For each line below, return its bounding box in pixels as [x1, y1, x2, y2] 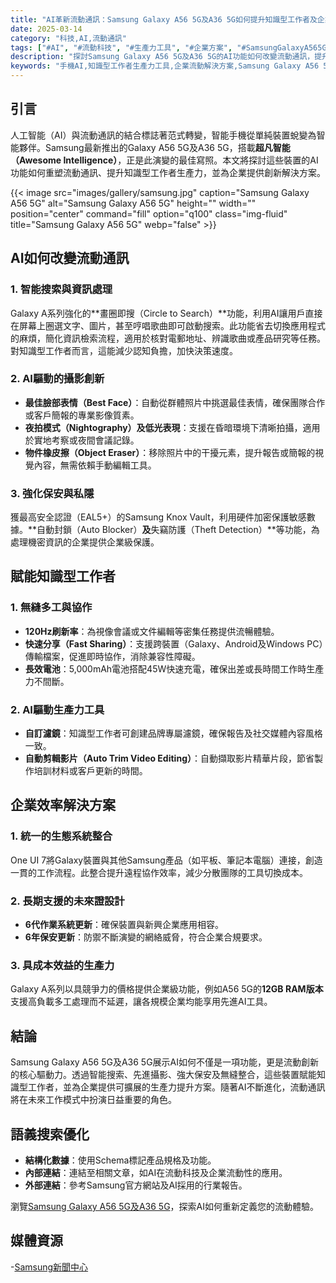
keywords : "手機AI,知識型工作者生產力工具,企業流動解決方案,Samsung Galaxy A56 [10, 61, 320, 71]
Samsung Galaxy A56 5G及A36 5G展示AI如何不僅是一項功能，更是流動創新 [10, 1056, 320, 1068]
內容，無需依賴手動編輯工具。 [33, 459, 157, 471]
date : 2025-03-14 [10, 24, 83, 34]
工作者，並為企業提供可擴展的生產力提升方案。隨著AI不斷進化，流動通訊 [27, 1081, 326, 1093]
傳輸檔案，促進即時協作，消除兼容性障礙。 [24, 650, 201, 662]
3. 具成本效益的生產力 [10, 958, 115, 972]
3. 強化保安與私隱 [10, 486, 95, 500]
